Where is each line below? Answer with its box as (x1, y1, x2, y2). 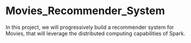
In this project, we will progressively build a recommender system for (5, 24, 174, 31)
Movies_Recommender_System (5, 4, 165, 18)
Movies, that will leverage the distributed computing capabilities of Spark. (5, 29, 186, 37)
